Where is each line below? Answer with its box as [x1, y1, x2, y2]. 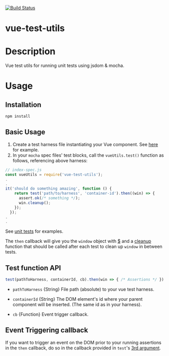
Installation [5, 100, 41, 109]
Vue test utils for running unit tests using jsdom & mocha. [5, 62, 124, 68]
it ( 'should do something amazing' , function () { [5, 186, 112, 191]
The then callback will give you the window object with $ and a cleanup [5, 238, 151, 244]
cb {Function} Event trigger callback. [12, 311, 89, 317]
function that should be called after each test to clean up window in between [5, 243, 163, 250]
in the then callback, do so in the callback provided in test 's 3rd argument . [5, 345, 161, 351]
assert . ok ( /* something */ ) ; [18, 196, 80, 201]
